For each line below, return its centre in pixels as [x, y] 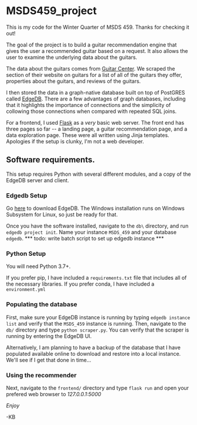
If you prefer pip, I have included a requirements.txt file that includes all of [96, 278]
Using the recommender [41, 375]
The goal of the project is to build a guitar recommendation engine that [91, 45]
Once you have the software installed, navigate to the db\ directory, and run [97, 226]
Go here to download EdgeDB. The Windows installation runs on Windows [95, 208]
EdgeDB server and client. [38, 180]
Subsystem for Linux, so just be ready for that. [62, 215]
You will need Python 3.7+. [38, 266]
